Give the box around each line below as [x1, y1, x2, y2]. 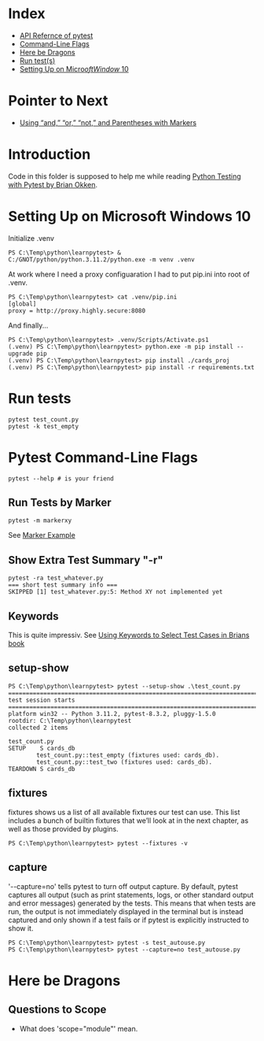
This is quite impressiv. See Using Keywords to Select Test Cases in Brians [8, 631, 250, 640]
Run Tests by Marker [8, 496, 112, 509]
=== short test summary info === [8, 581, 118, 589]
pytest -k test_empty [8, 422, 79, 430]
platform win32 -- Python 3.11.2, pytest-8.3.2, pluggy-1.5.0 [8, 709, 216, 717]
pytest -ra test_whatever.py [8, 574, 104, 583]
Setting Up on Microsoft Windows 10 [8, 208, 251, 225]
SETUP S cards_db [8, 744, 76, 752]
